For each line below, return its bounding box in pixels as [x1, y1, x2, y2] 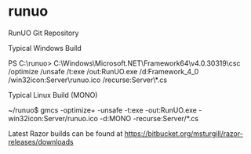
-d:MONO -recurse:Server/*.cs [99, 113, 198, 123]
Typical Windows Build [8, 43, 82, 52]
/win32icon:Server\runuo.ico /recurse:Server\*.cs [8, 75, 167, 84]
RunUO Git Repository [8, 28, 79, 38]
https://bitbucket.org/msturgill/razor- [124, 128, 243, 138]
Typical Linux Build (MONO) [8, 90, 98, 99]
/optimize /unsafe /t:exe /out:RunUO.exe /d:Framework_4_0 [8, 66, 199, 76]
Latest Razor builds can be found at [8, 128, 123, 138]
